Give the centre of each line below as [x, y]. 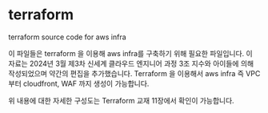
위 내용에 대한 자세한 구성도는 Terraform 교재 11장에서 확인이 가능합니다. [121, 100]
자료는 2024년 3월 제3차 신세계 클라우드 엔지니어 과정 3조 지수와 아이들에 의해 [131, 63]
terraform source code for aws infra [67, 37]
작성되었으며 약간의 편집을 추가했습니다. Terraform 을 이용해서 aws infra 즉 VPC [134, 73]
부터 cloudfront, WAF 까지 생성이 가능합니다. [79, 83]
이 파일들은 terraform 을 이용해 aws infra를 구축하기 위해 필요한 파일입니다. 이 [131, 53]
